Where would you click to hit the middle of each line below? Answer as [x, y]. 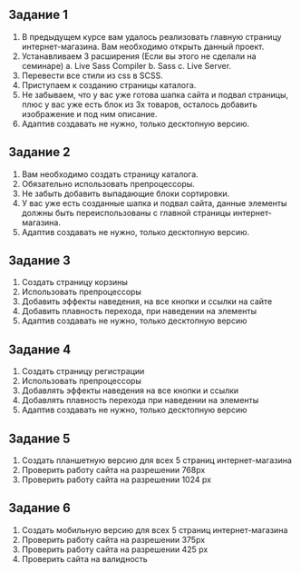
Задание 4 [40, 349]
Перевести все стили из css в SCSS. [92, 75]
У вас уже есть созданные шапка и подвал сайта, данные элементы [154, 203]
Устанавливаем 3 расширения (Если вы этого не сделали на [139, 56]
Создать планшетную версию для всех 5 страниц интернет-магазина [156, 460]
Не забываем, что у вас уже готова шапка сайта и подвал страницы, [155, 94]
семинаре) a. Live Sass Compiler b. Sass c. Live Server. [126, 65]
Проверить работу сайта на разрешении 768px [113, 470]
